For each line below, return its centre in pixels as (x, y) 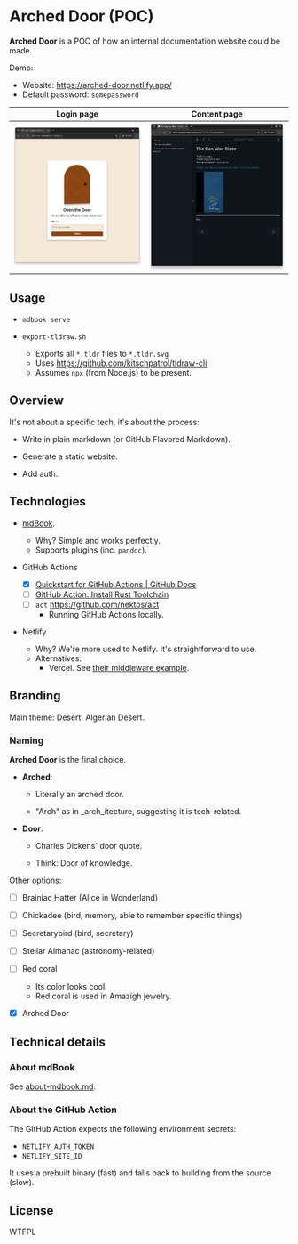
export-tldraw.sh (54, 337)
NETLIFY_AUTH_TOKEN (58, 1147)
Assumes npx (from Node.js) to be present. (114, 372)
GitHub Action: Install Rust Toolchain (102, 594)
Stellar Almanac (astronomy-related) (88, 951)
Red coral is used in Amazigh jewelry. (104, 996)
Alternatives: (59, 658)
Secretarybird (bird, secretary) (78, 933)
